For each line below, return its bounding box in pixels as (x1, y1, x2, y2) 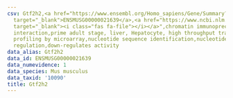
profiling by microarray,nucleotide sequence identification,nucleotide (13, 36, 228, 43)
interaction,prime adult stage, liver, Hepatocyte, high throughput (13, 29, 216, 37)
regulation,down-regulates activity (13, 42, 119, 49)
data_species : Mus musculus (7, 68, 89, 75)
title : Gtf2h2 (7, 81, 49, 88)
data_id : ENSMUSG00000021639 (7, 55, 92, 62)
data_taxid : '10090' (7, 74, 67, 81)
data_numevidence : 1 (7, 61, 67, 68)
